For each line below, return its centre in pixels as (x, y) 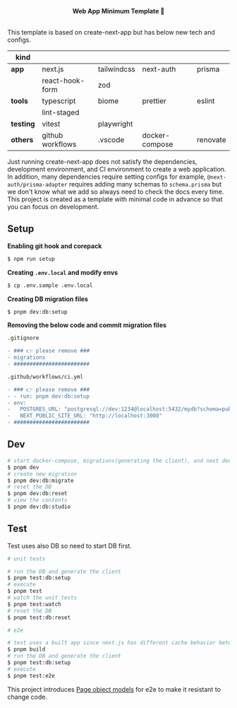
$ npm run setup (31, 259)
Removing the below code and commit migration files (87, 325)
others (22, 140)
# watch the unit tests (42, 598)
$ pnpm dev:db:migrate (41, 480)
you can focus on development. (53, 207)
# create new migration (42, 474)
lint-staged (61, 112)
